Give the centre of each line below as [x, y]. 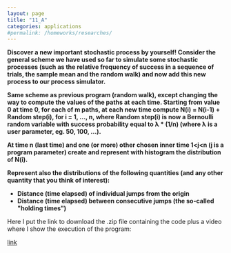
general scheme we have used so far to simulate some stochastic [103, 60]
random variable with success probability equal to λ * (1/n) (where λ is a [112, 124]
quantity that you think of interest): [59, 181]
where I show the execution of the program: [69, 229]
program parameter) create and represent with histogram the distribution [114, 152]
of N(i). [18, 160]
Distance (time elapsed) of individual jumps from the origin [103, 194]
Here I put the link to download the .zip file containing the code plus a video [114, 222]
